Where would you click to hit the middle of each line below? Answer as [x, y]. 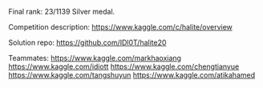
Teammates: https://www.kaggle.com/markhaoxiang [95, 58]
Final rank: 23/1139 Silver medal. [62, 12]
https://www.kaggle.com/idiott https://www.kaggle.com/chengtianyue [124, 66]
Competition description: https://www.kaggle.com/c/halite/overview [120, 27]
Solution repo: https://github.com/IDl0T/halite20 [87, 42]
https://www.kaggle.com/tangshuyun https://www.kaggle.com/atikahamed [131, 75]
